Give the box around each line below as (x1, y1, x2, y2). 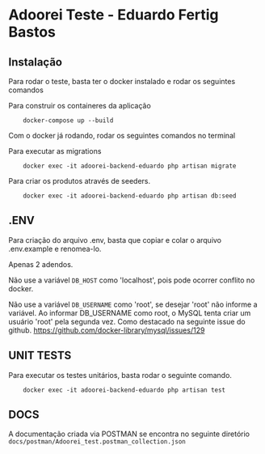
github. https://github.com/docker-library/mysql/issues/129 (8, 325, 205, 335)
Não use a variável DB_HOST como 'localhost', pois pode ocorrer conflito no (8, 275, 255, 285)
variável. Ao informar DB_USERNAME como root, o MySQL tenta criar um (8, 308, 251, 317)
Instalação (8, 55, 63, 69)
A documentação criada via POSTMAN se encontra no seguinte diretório (8, 429, 250, 439)
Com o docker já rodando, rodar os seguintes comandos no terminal (8, 131, 236, 140)
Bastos (8, 23, 57, 41)
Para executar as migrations (8, 146, 102, 155)
